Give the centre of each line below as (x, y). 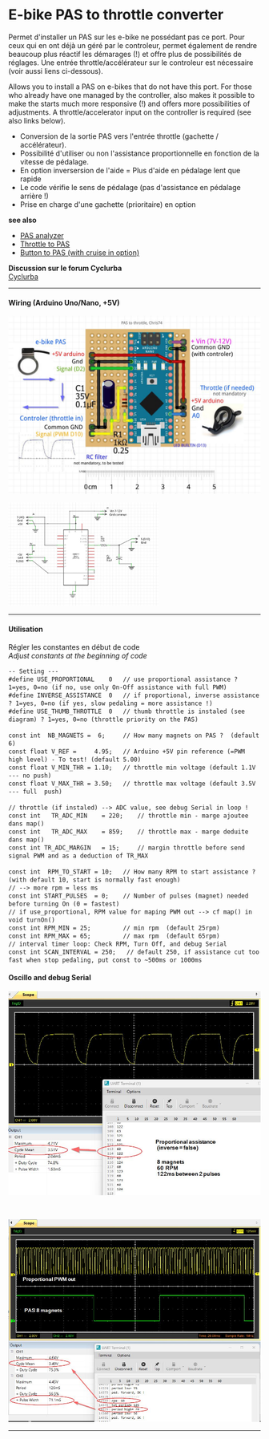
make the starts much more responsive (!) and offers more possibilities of (129, 103)
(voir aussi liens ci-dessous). (56, 71)
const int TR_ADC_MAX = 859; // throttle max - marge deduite (128, 832)
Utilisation (26, 629)
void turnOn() (32, 920)
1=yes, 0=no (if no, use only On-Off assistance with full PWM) (118, 687)
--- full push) (35, 792)
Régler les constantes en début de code (74, 647)
